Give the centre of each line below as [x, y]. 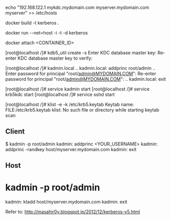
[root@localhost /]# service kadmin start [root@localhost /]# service [78, 89]
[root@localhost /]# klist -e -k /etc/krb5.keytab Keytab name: [70, 104]
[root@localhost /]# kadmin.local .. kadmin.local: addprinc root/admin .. [80, 68]
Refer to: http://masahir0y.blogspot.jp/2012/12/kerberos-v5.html [73, 212]
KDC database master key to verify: [55, 58]
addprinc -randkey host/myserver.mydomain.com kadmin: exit [71, 149]
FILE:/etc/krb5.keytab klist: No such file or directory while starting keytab [82, 110]
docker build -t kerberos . [32, 23]
